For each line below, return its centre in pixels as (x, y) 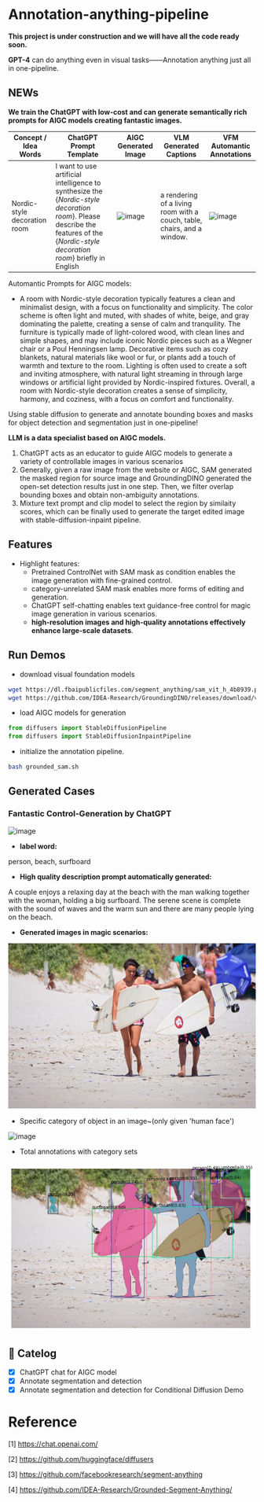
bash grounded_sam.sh (44, 767)
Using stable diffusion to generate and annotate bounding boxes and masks (131, 414)
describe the (76, 224)
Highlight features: (49, 563)
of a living (176, 203)
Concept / (30, 138)
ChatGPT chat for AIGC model (68, 1372)
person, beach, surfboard (49, 861)
